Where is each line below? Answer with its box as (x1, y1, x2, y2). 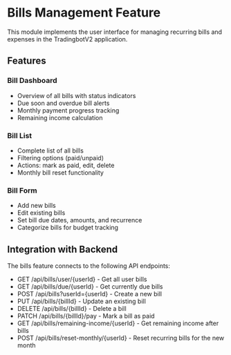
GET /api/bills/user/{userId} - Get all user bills (17, 275, 147, 284)
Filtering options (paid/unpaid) (17, 153, 104, 162)
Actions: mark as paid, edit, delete (17, 161, 115, 169)
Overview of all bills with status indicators (17, 91, 136, 99)
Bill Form (7, 185, 37, 195)
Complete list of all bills (17, 146, 84, 155)
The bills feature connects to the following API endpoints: (7, 262, 171, 270)
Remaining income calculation (17, 113, 103, 122)
